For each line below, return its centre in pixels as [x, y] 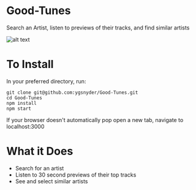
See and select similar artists [51, 181]
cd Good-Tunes [24, 98]
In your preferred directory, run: [46, 81]
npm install [21, 103]
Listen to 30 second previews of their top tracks [76, 175]
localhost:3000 [25, 126]
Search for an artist [40, 168]
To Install [30, 64]
